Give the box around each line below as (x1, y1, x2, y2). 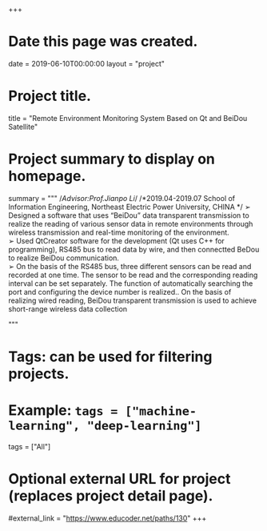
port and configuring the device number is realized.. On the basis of (8, 287, 232, 296)
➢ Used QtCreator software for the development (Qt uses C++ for (8, 235, 225, 245)
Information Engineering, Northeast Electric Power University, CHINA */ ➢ (8, 202, 251, 211)
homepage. (8, 167, 86, 185)
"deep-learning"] (86, 418, 202, 433)
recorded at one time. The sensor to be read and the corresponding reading (8, 270, 258, 280)
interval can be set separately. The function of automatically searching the (8, 278, 253, 288)
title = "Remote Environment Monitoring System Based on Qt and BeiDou (8, 113, 248, 123)
